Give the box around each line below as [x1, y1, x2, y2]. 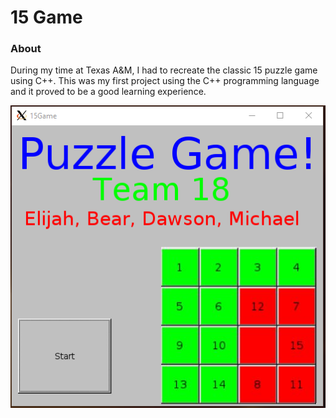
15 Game [10, 6, 83, 29]
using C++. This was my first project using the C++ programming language [10, 75, 320, 87]
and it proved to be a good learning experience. [10, 86, 207, 98]
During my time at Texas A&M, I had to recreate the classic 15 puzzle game [10, 64, 318, 76]
